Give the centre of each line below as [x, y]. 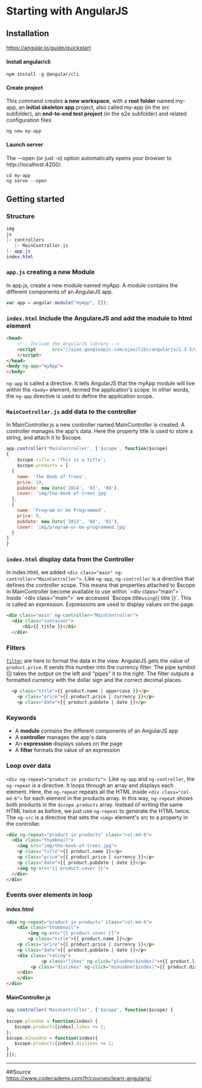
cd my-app [19, 175]
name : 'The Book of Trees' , [52, 477]
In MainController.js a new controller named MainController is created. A [96, 425]
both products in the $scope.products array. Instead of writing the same [95, 804]
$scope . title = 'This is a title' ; [62, 460]
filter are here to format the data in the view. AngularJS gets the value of [98, 661]
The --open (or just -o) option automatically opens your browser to [89, 158]
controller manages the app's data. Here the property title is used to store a [100, 431]
